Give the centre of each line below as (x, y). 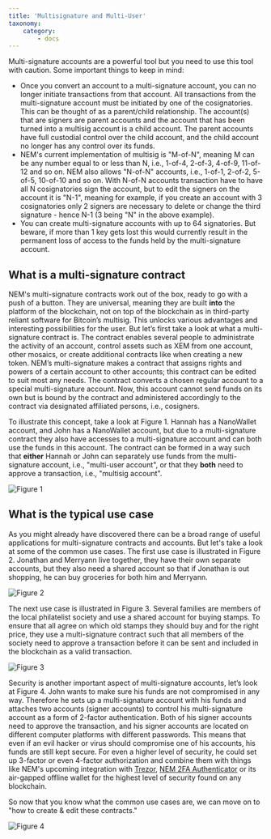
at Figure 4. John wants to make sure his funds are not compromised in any (134, 691)
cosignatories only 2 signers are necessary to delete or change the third (140, 207)
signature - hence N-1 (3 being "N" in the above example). (117, 215)
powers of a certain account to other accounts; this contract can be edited (132, 372)
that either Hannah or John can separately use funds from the (112, 456)
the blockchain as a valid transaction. (70, 651)
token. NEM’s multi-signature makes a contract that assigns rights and (125, 363)
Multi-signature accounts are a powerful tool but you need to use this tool (131, 62)
